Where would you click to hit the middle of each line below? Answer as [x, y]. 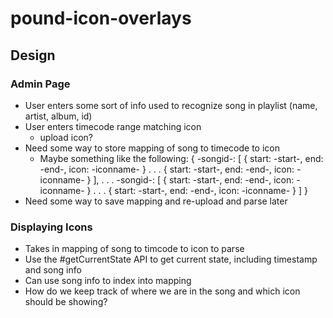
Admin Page [40, 84]
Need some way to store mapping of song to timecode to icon [152, 148]
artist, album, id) [58, 116]
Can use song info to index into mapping [108, 281]
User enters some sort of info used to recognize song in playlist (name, [171, 105]
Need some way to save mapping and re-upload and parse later [156, 201]
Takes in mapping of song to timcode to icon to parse [134, 249]
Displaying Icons [51, 227]
